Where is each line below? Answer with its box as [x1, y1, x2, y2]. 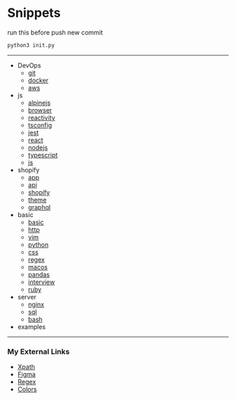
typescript [27, 150, 58, 159]
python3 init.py [7, 41, 55, 49]
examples [17, 322, 46, 331]
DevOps [17, 61, 41, 70]
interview [27, 278, 55, 286]
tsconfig [27, 121, 53, 129]
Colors [17, 385, 37, 394]
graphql [27, 202, 51, 212]
